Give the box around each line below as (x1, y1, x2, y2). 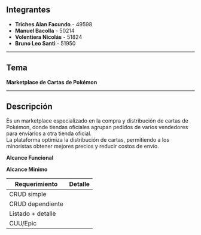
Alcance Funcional (6, 154, 54, 161)
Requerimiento (14, 180, 58, 188)
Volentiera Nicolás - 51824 (14, 33, 83, 41)
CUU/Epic (9, 219, 37, 228)
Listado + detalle (9, 209, 56, 218)
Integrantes (6, 5, 51, 15)
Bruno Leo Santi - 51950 (14, 39, 76, 47)
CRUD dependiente (9, 200, 64, 208)
